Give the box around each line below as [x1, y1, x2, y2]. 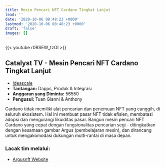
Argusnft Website [12, 156, 48, 162]
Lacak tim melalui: [5, 145, 50, 152]
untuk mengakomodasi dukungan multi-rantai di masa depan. [5, 132, 132, 138]
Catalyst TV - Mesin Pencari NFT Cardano [5, 59, 138, 68]
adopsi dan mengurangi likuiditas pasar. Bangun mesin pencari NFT [5, 116, 145, 122]
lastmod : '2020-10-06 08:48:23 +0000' [5, 21, 86, 27]
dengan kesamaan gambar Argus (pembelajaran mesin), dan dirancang [5, 127, 152, 133]
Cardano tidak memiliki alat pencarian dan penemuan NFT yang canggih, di [5, 106, 160, 112]
